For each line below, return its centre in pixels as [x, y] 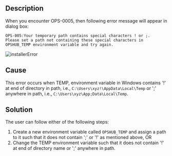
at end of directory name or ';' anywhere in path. [64, 148]
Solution [19, 110]
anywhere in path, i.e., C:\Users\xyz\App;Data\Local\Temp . [67, 93]
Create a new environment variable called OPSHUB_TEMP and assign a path [89, 132]
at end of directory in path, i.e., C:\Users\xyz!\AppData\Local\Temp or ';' [81, 88]
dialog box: [17, 26]
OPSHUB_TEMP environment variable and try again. [60, 45]
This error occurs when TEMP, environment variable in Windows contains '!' [86, 83]
